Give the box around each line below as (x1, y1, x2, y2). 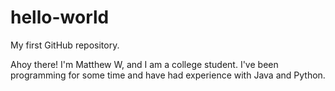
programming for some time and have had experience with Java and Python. (10, 69, 326, 81)
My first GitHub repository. (10, 39, 120, 51)
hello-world (10, 6, 110, 29)
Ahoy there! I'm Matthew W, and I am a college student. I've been (10, 58, 279, 70)
